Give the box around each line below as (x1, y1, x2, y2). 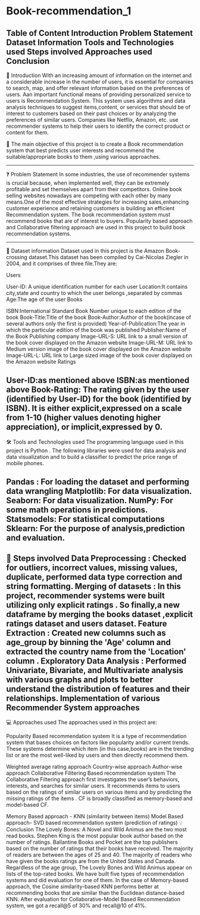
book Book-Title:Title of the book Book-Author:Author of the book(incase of (6, 314, 192, 321)
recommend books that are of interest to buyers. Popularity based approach (6, 217, 193, 225)
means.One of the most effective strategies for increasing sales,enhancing (6, 198, 189, 205)
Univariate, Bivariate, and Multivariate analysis (6, 665, 183, 675)
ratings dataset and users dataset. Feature (6, 618, 168, 628)
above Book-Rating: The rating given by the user (6, 385, 189, 395)
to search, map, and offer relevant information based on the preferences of (6, 85, 190, 91)
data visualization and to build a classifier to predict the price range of (6, 453, 178, 460)
